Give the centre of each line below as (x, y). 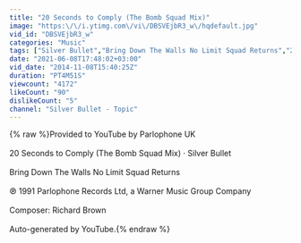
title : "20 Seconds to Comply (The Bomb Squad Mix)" (110, 17)
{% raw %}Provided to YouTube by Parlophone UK (103, 134)
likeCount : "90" (39, 92)
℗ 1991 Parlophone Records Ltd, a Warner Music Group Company (130, 191)
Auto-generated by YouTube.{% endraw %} (90, 230)
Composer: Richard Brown (58, 210)
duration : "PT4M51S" (48, 76)
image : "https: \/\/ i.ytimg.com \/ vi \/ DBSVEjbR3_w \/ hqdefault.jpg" (133, 26)
